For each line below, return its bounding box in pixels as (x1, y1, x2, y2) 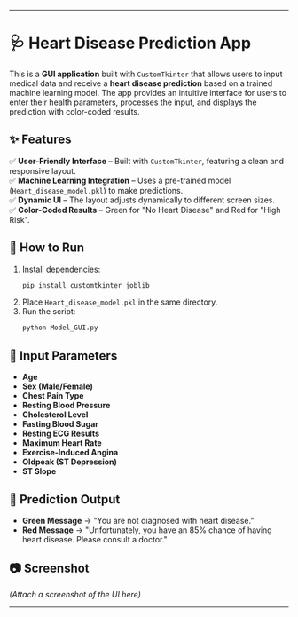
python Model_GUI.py (21, 323, 98, 333)
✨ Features (9, 132, 72, 147)
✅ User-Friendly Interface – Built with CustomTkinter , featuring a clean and (9, 155, 285, 166)
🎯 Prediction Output (9, 492, 121, 507)
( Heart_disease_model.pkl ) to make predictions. (9, 185, 184, 195)
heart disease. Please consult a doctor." (21, 534, 169, 544)
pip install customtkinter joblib (21, 281, 150, 289)
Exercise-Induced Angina (21, 447, 119, 458)
